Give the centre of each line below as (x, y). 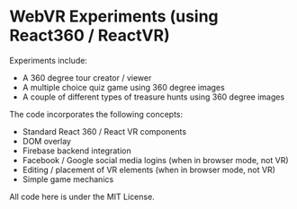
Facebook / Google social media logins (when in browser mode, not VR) (156, 160)
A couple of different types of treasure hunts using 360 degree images (153, 97)
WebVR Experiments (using (114, 17)
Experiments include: (49, 60)
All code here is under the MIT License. (82, 196)
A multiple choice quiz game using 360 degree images (123, 87)
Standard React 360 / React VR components (104, 131)
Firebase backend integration (77, 151)
